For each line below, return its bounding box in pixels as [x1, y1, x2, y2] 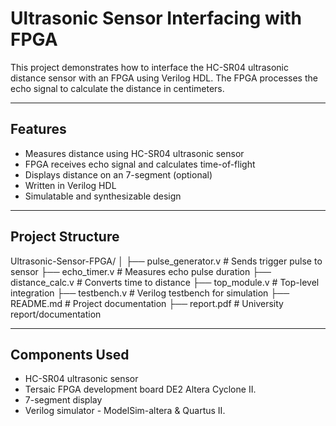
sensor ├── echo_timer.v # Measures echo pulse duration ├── [10, 265, 272, 277]
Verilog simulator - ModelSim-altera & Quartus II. [24, 405, 226, 417]
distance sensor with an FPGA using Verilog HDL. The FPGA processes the [10, 72, 318, 84]
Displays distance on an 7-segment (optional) [24, 168, 213, 181]
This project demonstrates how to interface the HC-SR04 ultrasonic [10, 61, 289, 73]
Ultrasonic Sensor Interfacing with [10, 7, 303, 30]
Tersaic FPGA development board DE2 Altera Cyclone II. [24, 383, 257, 396]
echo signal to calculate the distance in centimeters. [10, 82, 225, 94]
